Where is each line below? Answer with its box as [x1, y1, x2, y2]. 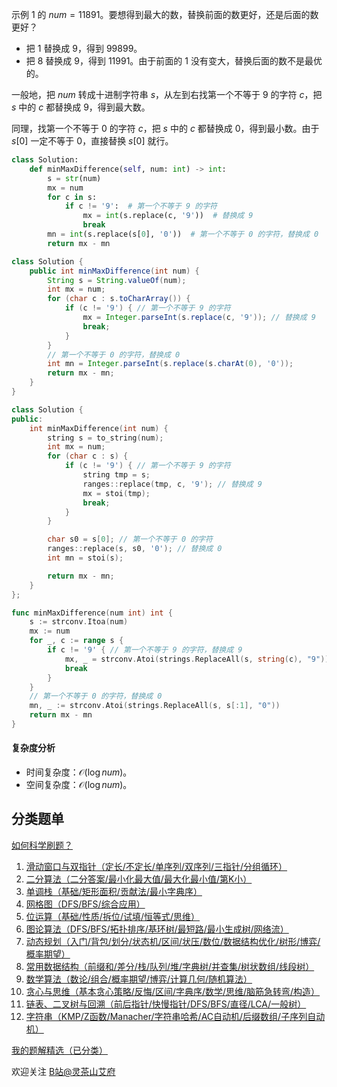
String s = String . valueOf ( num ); [47, 275, 187, 285]
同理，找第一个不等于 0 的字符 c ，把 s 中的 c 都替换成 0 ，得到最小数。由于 [11, 123, 320, 134]
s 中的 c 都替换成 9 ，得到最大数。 [11, 101, 151, 113]
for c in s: [47, 192, 98, 202]
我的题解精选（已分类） [11, 1044, 108, 1056]
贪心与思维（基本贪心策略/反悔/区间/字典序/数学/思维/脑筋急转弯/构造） [25, 985, 321, 997]
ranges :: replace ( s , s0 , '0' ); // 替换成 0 [47, 544, 223, 554]
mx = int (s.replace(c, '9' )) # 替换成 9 [82, 211, 254, 221]
